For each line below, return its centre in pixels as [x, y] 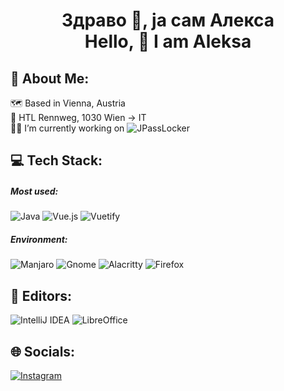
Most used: [34, 191]
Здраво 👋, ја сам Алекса [168, 20]
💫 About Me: [50, 78]
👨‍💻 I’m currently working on [67, 128]
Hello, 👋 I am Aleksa [168, 41]
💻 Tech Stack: [56, 160]
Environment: [39, 239]
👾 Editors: [41, 295]
